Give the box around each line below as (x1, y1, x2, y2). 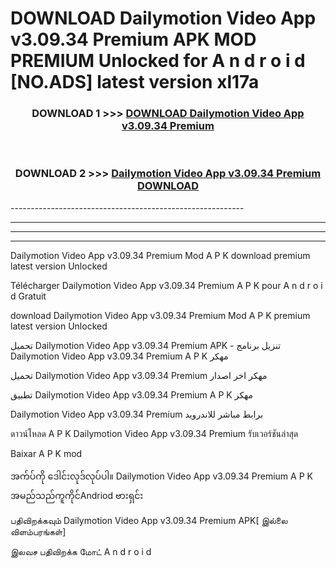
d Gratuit (10, 290, 47, 302)
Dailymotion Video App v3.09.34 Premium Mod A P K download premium (10, 249, 311, 261)
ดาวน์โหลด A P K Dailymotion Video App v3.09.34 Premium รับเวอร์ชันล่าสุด (10, 427, 299, 439)
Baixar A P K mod (10, 447, 83, 459)
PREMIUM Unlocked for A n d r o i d (10, 50, 306, 72)
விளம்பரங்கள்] (10, 525, 67, 537)
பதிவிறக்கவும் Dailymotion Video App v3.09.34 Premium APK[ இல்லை (10, 514, 288, 526)
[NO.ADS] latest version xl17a (10, 71, 260, 94)
